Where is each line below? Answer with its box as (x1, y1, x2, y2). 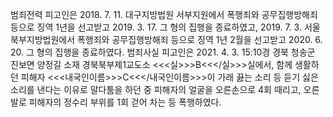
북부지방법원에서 (10, 34, 76, 45)
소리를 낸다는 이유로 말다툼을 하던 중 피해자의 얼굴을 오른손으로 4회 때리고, (10, 84, 302, 95)
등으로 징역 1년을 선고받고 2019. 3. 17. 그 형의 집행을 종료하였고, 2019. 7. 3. (10, 21, 302, 33)
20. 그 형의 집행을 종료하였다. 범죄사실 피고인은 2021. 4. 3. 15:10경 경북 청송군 (10, 46, 316, 58)
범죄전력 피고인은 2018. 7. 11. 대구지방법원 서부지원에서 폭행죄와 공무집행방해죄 (10, 9, 318, 20)
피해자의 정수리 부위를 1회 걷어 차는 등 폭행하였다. (28, 96, 222, 108)
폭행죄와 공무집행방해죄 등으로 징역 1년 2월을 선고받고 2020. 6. (76, 34, 323, 45)
